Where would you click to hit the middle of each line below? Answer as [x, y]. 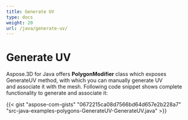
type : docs [20, 17]
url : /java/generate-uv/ [37, 28]
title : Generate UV [30, 12]
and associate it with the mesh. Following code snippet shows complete [94, 87]
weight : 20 [20, 23]
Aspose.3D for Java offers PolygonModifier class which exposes [86, 74]
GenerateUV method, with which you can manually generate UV [84, 80]
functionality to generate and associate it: [57, 93]
